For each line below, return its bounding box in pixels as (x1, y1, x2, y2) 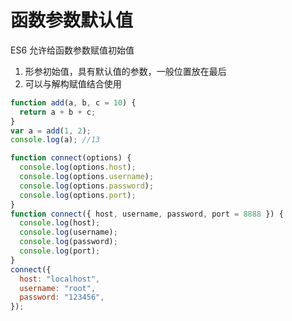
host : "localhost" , (19, 274, 101, 284)
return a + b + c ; (19, 107, 97, 117)
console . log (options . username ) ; (19, 172, 155, 182)
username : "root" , (19, 283, 97, 293)
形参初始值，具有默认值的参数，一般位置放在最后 (24, 65, 227, 77)
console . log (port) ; (19, 246, 101, 256)
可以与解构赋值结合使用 (24, 77, 122, 90)
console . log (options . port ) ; (19, 190, 137, 200)
